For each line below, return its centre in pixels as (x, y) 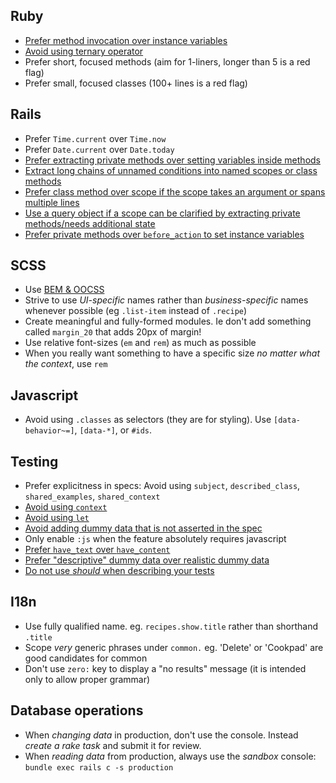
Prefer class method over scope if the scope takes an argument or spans (175, 191)
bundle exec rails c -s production (99, 767)
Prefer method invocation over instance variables (126, 40)
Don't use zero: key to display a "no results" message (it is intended (165, 668)
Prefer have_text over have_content (97, 550)
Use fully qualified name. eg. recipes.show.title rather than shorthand (171, 626)
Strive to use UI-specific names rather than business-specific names (166, 300)
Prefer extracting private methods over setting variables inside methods (172, 160)
